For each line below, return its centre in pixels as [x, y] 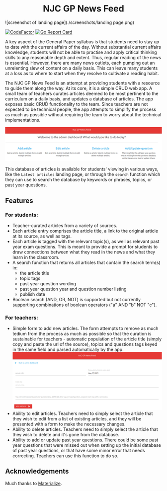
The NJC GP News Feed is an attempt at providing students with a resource [83, 83]
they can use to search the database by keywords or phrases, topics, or [79, 180]
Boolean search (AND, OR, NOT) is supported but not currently [76, 299]
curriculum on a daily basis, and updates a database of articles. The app [79, 99]
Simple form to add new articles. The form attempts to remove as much [85, 328]
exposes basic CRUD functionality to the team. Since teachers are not [77, 104]
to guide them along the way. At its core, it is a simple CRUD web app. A [79, 88]
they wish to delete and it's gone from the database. [66, 434]
